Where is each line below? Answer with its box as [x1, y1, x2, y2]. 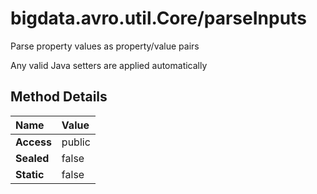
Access [15, 135, 52, 149]
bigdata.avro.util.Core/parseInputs [10, 7, 307, 30]
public [61, 135, 91, 149]
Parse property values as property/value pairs [10, 40, 200, 52]
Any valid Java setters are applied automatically [10, 59, 208, 71]
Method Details [10, 88, 108, 106]
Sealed [15, 151, 50, 165]
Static [15, 167, 45, 181]
